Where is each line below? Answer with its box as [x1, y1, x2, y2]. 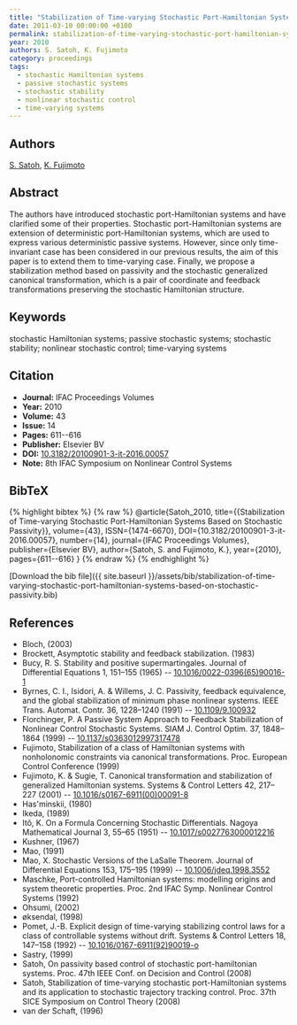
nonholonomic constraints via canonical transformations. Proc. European [21, 751, 287, 762]
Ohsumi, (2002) [21, 902, 80, 913]
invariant [9, 246, 42, 257]
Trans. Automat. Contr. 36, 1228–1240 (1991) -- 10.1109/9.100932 [21, 705, 256, 715]
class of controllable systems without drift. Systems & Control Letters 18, [21, 930, 286, 941]
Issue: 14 [21, 420, 56, 430]
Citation [9, 368, 55, 383]
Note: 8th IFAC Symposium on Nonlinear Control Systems [21, 458, 232, 468]
